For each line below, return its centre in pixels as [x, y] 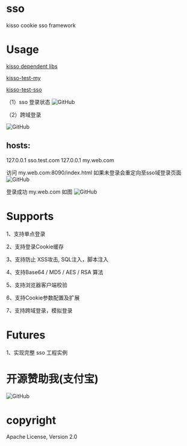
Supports [30, 216]
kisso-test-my [23, 78]
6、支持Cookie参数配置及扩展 [43, 298]
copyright [31, 420]
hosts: [19, 146]
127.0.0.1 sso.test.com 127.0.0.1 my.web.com [60, 160]
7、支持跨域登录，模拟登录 [39, 310]
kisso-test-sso [24, 90]
